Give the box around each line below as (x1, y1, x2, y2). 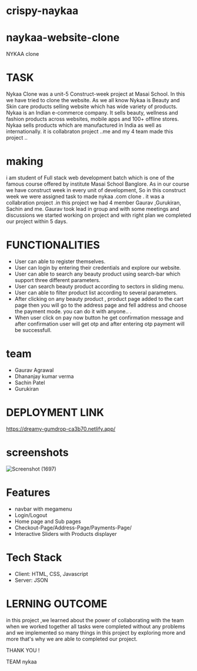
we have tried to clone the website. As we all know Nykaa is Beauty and (6, 97, 181, 104)
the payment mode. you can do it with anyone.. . (14, 307, 132, 315)
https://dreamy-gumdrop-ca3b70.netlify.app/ (6, 425, 116, 432)
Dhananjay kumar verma (14, 373, 74, 380)
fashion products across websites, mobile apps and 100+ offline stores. (6, 116, 179, 123)
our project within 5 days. (6, 218, 68, 224)
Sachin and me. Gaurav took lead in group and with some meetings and (6, 206, 179, 212)
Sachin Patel (14, 379, 45, 386)
